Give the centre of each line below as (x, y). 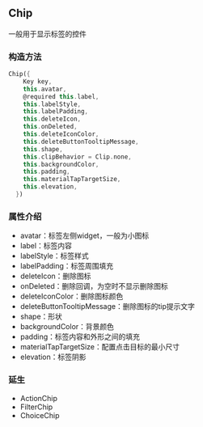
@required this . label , (61, 96)
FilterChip (36, 407)
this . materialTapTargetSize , (72, 180)
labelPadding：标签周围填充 (67, 266)
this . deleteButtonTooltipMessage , (81, 142)
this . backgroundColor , (61, 164)
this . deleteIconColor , (61, 134)
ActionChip (39, 398)
